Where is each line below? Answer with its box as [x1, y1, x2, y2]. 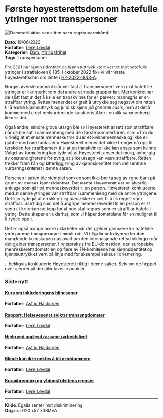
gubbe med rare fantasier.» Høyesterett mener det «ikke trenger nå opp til [5, 139, 153, 145]
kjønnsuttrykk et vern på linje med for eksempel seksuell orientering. [5, 251, 142, 257]
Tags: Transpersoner [5, 54, 48, 60]
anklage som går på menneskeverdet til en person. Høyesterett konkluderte [5, 185, 156, 191]
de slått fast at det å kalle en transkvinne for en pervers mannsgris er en [5, 94, 149, 100]
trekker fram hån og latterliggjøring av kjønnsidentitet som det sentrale [5, 160, 146, 166]
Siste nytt [5, 278, 28, 284]
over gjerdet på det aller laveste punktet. [5, 266, 86, 271]
